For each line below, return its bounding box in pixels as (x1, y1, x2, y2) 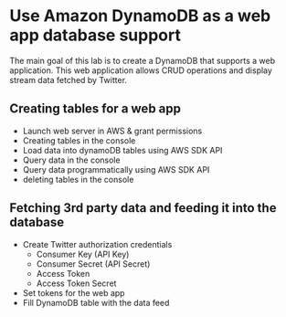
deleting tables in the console (22, 174, 134, 185)
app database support (9, 25, 181, 46)
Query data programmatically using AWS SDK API (22, 164, 210, 174)
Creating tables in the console (22, 134, 136, 146)
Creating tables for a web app (9, 101, 181, 117)
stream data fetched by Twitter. (9, 74, 128, 85)
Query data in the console (22, 154, 121, 165)
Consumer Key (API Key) (36, 248, 130, 259)
